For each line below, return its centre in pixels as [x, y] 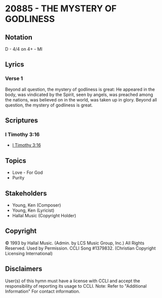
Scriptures [22, 120]
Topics [16, 161]
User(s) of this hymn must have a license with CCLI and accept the [73, 281]
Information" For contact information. [43, 291]
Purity [18, 178]
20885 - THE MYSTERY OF [61, 9]
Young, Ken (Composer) [37, 205]
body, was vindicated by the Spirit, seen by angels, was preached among [79, 95]
